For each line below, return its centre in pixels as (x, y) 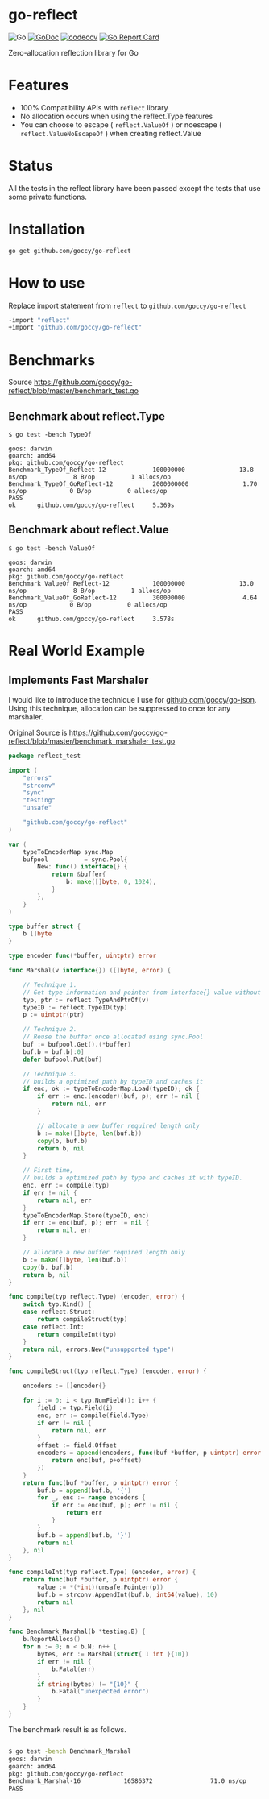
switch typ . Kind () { (57, 1304)
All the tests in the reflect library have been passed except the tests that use (134, 188)
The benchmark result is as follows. (67, 1729)
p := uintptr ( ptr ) (54, 1015)
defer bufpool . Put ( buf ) (63, 1059)
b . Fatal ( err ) (73, 1669)
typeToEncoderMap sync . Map (68, 852)
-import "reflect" (39, 320)
